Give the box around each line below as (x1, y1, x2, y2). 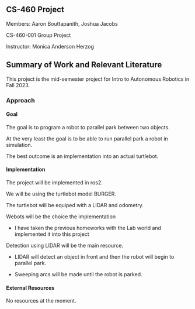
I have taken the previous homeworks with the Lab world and (14, 224, 162, 231)
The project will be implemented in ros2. (6, 178, 103, 186)
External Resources (6, 284, 55, 291)
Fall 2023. (6, 81, 30, 88)
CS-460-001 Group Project (6, 32, 71, 39)
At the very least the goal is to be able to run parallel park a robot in (6, 135, 168, 142)
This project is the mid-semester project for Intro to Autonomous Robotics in (6, 75, 190, 83)
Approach (6, 96, 35, 104)
